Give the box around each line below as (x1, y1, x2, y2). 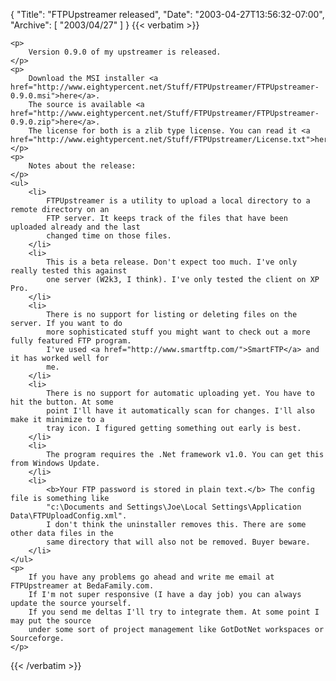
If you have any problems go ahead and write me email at (28, 572, 275, 582)
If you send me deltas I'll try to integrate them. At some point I (28, 607, 320, 617)
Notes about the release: (28, 161, 137, 171)
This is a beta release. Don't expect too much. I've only (46, 257, 298, 267)
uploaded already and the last (10, 222, 141, 232)
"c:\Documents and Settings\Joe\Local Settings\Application (46, 502, 302, 512)
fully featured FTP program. (10, 336, 132, 346)
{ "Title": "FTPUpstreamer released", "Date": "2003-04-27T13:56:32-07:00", (10, 9, 325, 20)
